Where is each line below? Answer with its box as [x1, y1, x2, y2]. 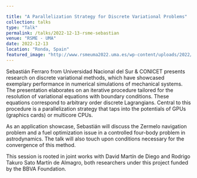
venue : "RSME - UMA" [6, 36, 57, 42]
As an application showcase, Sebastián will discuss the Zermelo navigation [6, 122, 187, 129]
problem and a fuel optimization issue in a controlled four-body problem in [6, 129, 186, 136]
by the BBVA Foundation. [6, 165, 66, 172]
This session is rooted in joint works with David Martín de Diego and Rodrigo [6, 153, 191, 160]
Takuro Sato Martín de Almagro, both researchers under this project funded [6, 159, 189, 166]
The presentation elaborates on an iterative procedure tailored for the [6, 86, 174, 94]
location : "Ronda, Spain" [6, 46, 69, 53]
